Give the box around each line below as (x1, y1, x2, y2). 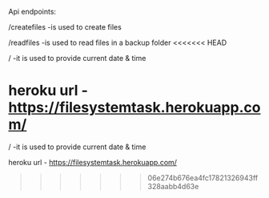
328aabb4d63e (147, 181, 199, 191)
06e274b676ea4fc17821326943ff (147, 172, 259, 183)
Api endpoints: (8, 7, 57, 16)
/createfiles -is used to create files (8, 22, 122, 31)
